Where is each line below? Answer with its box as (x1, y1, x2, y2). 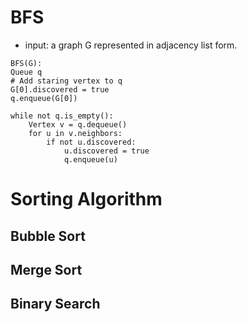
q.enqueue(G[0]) (10, 93, 78, 103)
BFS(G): (10, 58, 43, 68)
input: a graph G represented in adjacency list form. (24, 39, 238, 51)
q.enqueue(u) (63, 154, 118, 165)
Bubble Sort (10, 227, 86, 245)
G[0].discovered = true (10, 84, 110, 95)
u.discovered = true (63, 146, 150, 156)
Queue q (10, 67, 43, 77)
